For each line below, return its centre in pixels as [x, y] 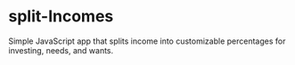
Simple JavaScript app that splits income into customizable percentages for [147, 41]
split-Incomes [61, 16]
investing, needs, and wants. [61, 50]
